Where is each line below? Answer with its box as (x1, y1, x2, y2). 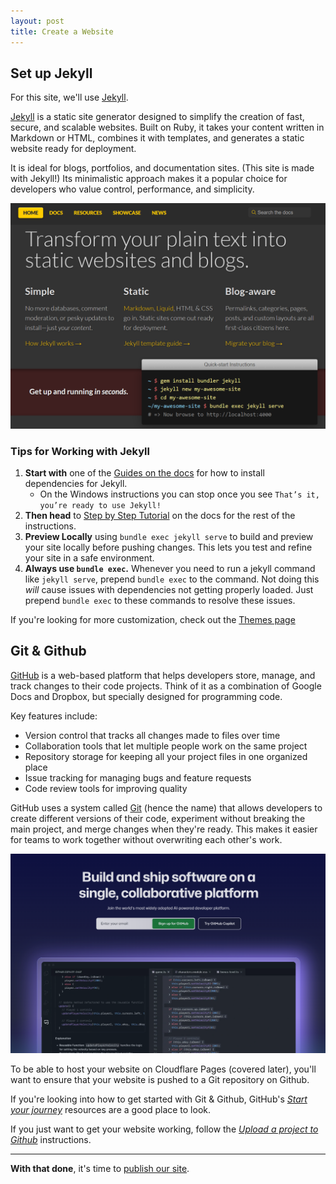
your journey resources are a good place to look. (10, 1104, 212, 1116)
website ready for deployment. (10, 143, 137, 155)
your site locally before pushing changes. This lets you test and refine (24, 541, 313, 553)
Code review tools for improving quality (24, 782, 188, 794)
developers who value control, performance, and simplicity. (10, 183, 255, 195)
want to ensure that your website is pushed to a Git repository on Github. (10, 1074, 310, 1086)
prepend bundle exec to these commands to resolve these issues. (24, 594, 296, 606)
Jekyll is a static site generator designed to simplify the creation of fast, (10, 111, 305, 123)
